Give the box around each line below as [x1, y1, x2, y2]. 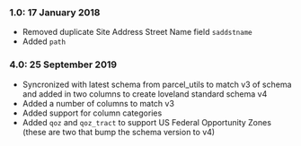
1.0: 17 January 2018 [9, 6, 101, 19]
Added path [22, 36, 66, 47]
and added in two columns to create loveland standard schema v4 [22, 88, 268, 99]
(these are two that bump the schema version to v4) [22, 126, 216, 137]
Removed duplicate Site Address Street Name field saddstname [22, 27, 253, 38]
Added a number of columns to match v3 [22, 98, 175, 108]
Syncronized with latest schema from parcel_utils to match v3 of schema [22, 79, 292, 90]
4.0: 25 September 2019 [9, 58, 118, 71]
